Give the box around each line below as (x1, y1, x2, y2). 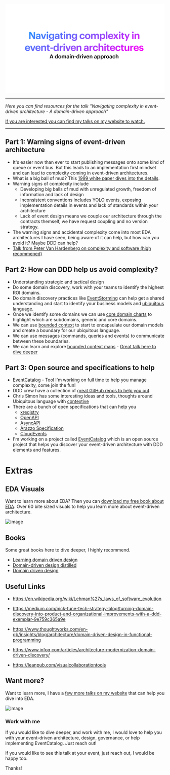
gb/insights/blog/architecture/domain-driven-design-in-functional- (12, 632, 153, 638)
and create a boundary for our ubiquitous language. (12, 327, 120, 333)
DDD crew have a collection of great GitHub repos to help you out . (12, 388, 151, 394)
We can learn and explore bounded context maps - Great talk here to (12, 343, 156, 349)
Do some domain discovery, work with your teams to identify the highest (12, 284, 164, 290)
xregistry (20, 409, 39, 415)
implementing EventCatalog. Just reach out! (5, 740, 97, 746)
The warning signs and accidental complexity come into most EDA (12, 229, 151, 235)
